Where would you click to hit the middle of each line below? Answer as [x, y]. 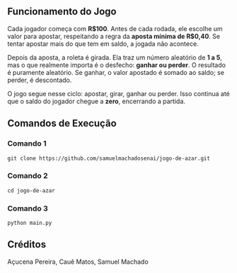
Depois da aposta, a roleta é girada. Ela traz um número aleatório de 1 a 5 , [115, 57]
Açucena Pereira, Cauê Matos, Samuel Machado [78, 262]
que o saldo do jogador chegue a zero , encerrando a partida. [97, 101]
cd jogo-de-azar [31, 190]
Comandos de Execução [62, 123]
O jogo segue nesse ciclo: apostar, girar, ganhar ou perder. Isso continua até [118, 93]
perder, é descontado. [40, 80]
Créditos [27, 244]
